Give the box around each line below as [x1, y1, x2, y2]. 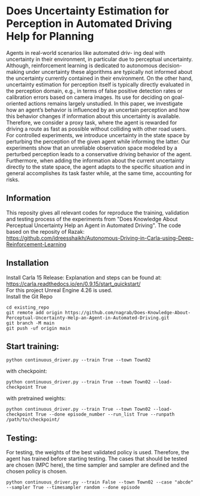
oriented [6, 100, 27, 107]
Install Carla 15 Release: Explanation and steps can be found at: [6, 274, 162, 281]
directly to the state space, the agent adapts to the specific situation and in [6, 163, 190, 170]
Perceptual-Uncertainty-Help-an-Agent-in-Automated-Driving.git [6, 315, 170, 321]
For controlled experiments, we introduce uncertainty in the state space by [6, 131, 190, 138]
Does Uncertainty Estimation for [6, 4, 169, 18]
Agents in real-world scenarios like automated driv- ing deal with [6, 49, 165, 56]
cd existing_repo [6, 304, 50, 311]
